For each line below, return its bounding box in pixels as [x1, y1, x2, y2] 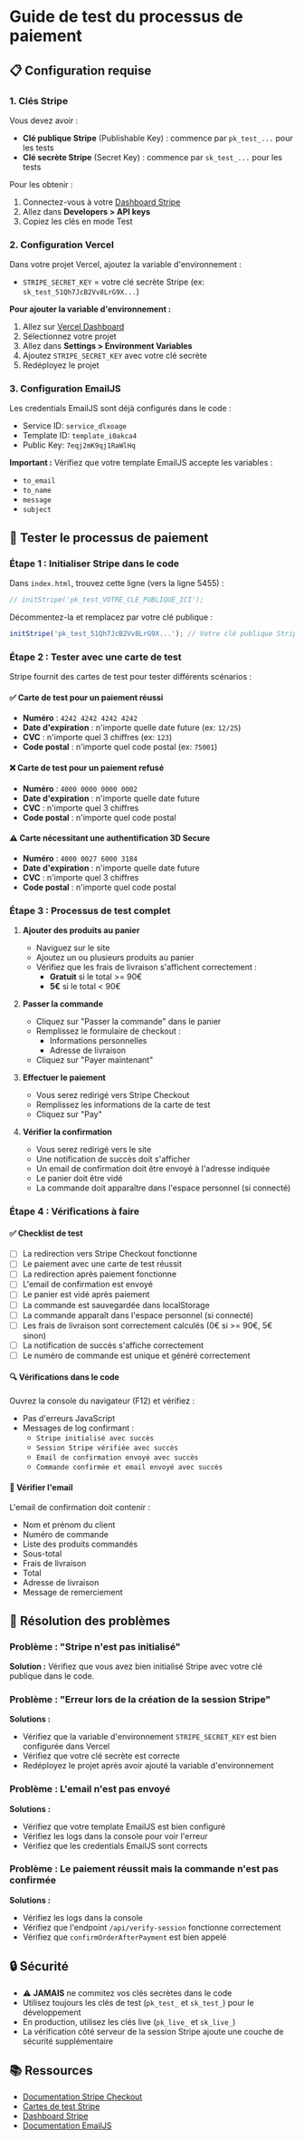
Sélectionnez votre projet [22, 331, 117, 342]
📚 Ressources [9, 2063, 93, 2078]
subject [22, 506, 52, 515]
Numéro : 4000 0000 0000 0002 [22, 783, 138, 794]
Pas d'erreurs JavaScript [22, 1413, 116, 1424]
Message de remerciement [22, 1587, 124, 1598]
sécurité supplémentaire [22, 2036, 114, 2047]
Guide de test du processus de [9, 6, 244, 27]
